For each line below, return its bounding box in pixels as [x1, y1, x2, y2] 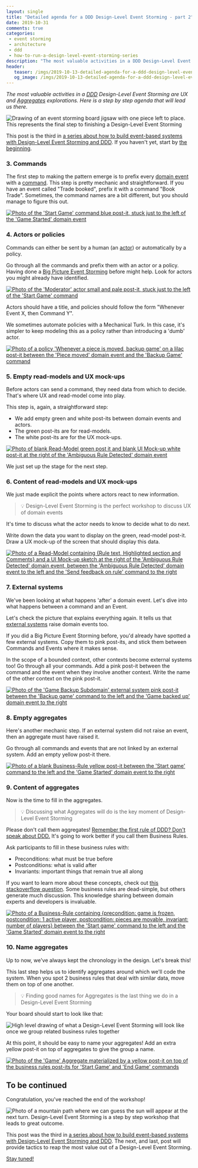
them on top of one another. [6, 980, 74, 987]
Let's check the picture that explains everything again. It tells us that [6, 614, 172, 621]
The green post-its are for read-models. [14, 427, 112, 434]
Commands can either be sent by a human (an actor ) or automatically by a [6, 244, 187, 251]
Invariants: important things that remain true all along [14, 868, 143, 875]
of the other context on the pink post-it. [6, 675, 102, 682]
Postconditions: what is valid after [14, 862, 97, 869]
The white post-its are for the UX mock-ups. [14, 434, 122, 441]
